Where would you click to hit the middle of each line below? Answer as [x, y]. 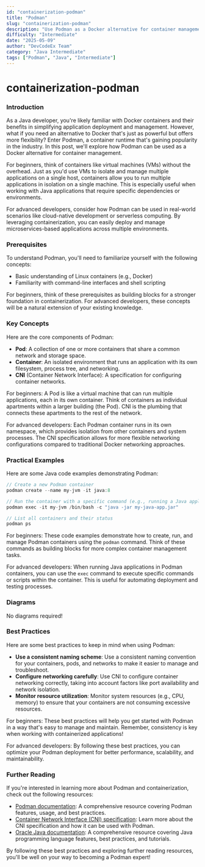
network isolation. [38, 689]
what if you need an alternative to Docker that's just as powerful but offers [100, 134]
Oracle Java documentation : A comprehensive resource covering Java [104, 832]
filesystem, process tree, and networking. [67, 368]
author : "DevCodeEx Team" [39, 47]
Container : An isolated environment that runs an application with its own [106, 362]
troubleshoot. [32, 670]
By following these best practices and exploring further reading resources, [100, 851]
